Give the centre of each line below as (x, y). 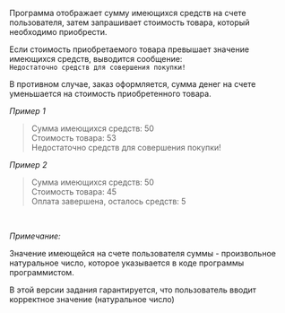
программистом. (42, 272)
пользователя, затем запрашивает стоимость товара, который (130, 22)
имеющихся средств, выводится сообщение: (96, 59)
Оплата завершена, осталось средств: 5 (108, 201)
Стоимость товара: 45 (74, 191)
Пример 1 (28, 111)
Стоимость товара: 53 (73, 138)
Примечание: (35, 236)
